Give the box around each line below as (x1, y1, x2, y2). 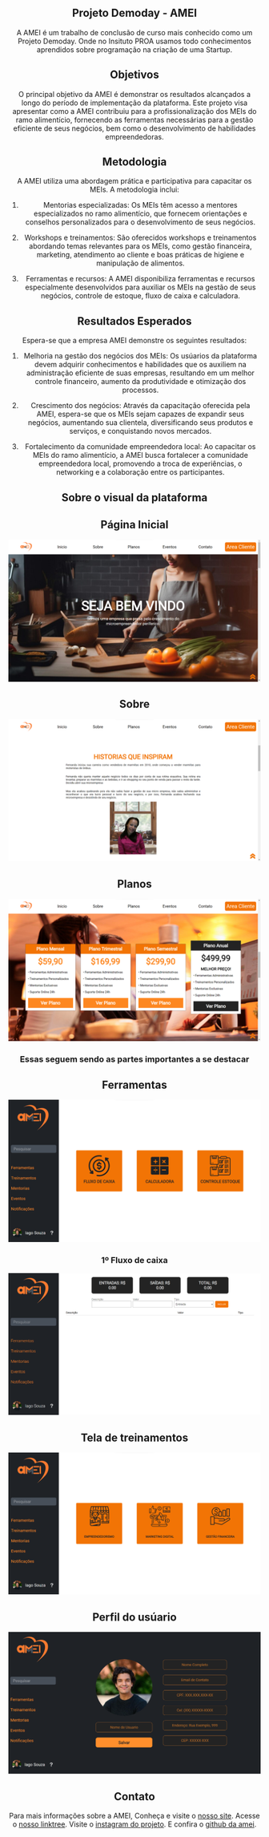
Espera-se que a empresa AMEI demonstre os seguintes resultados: (22, 336, 247, 346)
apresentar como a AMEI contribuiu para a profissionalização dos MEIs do (12, 106, 257, 115)
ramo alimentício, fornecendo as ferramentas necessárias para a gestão (15, 115, 254, 124)
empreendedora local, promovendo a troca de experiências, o (38, 459, 243, 468)
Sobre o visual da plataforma (61, 491, 208, 504)
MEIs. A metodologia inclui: (89, 184, 180, 195)
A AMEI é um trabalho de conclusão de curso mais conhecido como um (16, 27, 253, 37)
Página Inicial (100, 518, 169, 532)
